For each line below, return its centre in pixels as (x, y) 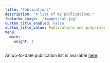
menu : (10, 32)
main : (15, 37)
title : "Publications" (28, 10)
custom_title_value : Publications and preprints (55, 28)
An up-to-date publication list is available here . (52, 55)
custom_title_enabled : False (35, 23)
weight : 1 (24, 42)
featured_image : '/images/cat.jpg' (41, 19)
